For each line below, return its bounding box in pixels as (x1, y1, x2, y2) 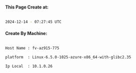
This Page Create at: (5, 4, 49, 10)
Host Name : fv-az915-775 (5, 45, 59, 51)
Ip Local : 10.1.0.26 (5, 64, 53, 69)
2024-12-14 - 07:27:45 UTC (5, 19, 62, 24)
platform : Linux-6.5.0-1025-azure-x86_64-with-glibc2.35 (5, 55, 131, 60)
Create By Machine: (5, 30, 48, 36)
